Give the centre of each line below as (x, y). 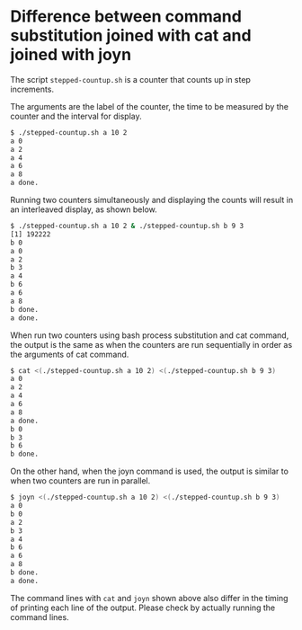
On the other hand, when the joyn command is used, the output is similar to (149, 471)
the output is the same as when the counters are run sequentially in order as (151, 344)
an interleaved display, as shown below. (84, 209)
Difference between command (126, 17)
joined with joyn (71, 55)
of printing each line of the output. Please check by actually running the (143, 608)
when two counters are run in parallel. (80, 481)
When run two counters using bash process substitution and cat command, (150, 335)
